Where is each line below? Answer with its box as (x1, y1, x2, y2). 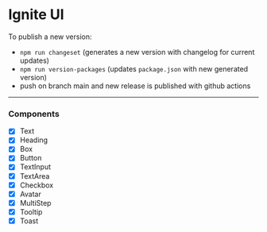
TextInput (19, 162, 52, 172)
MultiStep (19, 198, 52, 207)
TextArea (19, 171, 50, 180)
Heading (19, 135, 48, 145)
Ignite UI (8, 6, 65, 24)
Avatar (19, 189, 41, 199)
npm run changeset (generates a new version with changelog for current (19, 47, 255, 56)
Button (19, 153, 42, 163)
